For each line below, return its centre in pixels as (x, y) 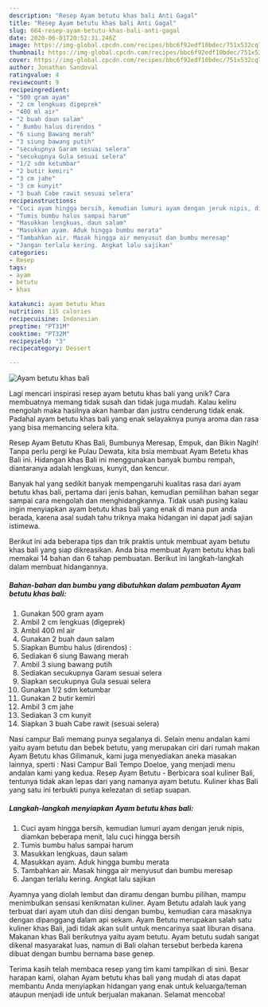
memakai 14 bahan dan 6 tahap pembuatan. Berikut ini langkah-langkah (126, 558)
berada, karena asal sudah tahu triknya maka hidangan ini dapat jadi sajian (131, 518)
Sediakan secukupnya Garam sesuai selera (91, 673)
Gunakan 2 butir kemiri (58, 699)
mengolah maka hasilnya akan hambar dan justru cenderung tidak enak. (127, 410)
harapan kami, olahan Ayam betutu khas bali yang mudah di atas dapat (125, 978)
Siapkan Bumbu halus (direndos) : (76, 648)
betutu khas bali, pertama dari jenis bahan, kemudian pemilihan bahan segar (134, 492)
